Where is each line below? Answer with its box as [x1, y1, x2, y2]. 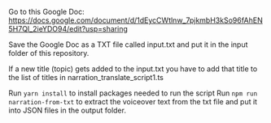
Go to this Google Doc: [8, 7, 85, 16]
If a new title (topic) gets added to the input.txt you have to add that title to [8, 64, 258, 74]
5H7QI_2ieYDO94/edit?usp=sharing [8, 24, 129, 33]
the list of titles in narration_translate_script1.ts [8, 73, 164, 82]
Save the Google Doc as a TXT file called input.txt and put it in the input [8, 40, 248, 49]
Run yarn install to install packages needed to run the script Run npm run [8, 88, 258, 98]
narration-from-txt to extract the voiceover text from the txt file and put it [8, 97, 258, 106]
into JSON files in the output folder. [8, 105, 126, 115]
